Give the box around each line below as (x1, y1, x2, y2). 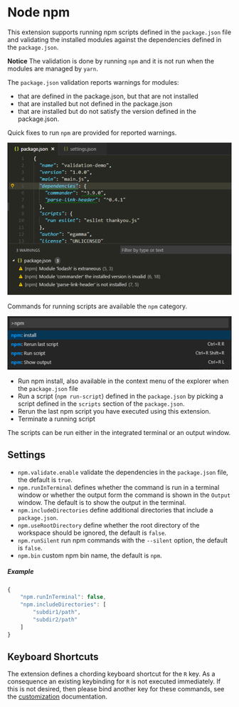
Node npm (7, 4, 70, 21)
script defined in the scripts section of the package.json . (17, 399, 185, 408)
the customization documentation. (7, 692, 108, 701)
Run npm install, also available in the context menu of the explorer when (17, 377, 229, 385)
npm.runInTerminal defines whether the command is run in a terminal (17, 483, 220, 491)
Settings (7, 449, 46, 461)
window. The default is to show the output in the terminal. (17, 498, 186, 506)
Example (7, 567, 34, 576)
